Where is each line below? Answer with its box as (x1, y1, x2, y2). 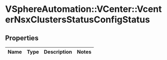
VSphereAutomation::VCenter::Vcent (5, 3, 162, 15)
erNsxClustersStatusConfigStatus (5, 14, 150, 25)
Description (44, 49, 72, 55)
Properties (5, 34, 39, 42)
